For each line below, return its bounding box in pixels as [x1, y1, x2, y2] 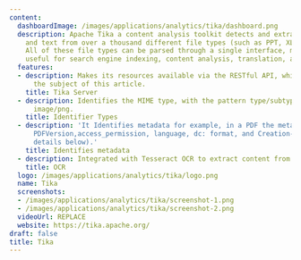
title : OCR [25, 163, 66, 172]
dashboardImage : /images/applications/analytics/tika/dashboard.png [17, 21, 279, 30]
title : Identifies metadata [25, 146, 130, 155]
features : [17, 63, 54, 72]
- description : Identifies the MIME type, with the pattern [17, 96, 246, 105]
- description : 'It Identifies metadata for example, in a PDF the [17, 122, 275, 130]
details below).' [32, 138, 99, 147]
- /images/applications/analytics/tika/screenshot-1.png [17, 196, 235, 205]
